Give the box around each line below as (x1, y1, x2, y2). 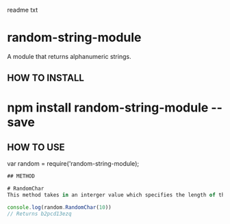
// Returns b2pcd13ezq (7, 210, 72, 217)
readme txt (7, 6, 38, 14)
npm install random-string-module (7, 99, 209, 115)
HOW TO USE (7, 141, 65, 153)
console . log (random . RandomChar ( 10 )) (7, 203, 112, 211)
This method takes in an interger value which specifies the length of (7, 192, 216, 199)
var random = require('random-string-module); (7, 160, 139, 168)
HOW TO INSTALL (7, 72, 84, 84)
